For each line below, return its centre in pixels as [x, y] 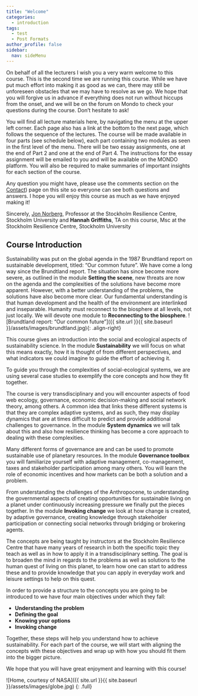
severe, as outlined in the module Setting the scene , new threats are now [95, 278]
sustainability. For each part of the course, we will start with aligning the [94, 645]
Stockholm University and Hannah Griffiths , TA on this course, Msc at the [96, 220]
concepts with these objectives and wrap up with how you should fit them [96, 651]
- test [20, 34]
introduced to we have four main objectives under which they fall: [86, 597]
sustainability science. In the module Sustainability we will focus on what [95, 346]
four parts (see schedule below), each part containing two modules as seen [98, 140]
